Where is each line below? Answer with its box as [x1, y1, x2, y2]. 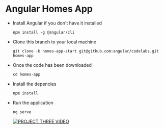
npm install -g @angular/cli [12, 30, 75, 35]
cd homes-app [12, 72, 41, 77]
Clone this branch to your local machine [12, 39, 97, 45]
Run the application [12, 99, 53, 106]
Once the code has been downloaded [12, 62, 92, 68]
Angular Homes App [5, 3, 93, 15]
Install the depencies [12, 81, 57, 87]
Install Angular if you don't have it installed [12, 20, 102, 26]
